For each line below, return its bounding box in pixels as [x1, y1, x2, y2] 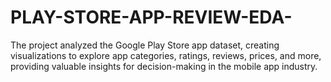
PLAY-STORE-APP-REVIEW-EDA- [10, 6, 293, 29]
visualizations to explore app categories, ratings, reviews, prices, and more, [10, 49, 322, 61]
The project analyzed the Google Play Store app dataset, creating [10, 39, 280, 51]
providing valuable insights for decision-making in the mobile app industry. [10, 60, 318, 72]
